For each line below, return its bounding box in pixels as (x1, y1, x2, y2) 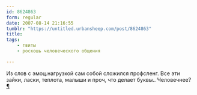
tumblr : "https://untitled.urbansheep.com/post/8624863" (6, 25, 152, 32)
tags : (6, 37, 20, 43)
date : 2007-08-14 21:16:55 (6, 20, 74, 26)
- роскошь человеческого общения (17, 48, 101, 54)
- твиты (17, 43, 36, 49)
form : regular (6, 14, 42, 20)
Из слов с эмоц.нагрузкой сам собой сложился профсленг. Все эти (6, 70, 180, 77)
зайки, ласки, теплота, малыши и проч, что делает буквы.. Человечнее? (6, 76, 192, 83)
